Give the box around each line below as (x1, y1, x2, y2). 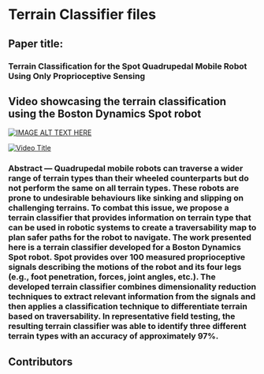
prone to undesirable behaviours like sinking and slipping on (8, 193, 244, 204)
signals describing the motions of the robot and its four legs (8, 262, 242, 273)
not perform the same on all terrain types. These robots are (8, 183, 239, 194)
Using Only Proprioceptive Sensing (8, 70, 146, 81)
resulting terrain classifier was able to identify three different (8, 321, 247, 332)
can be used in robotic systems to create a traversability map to (8, 223, 257, 234)
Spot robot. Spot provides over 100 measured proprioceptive (8, 252, 246, 263)
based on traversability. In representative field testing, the (8, 311, 236, 322)
